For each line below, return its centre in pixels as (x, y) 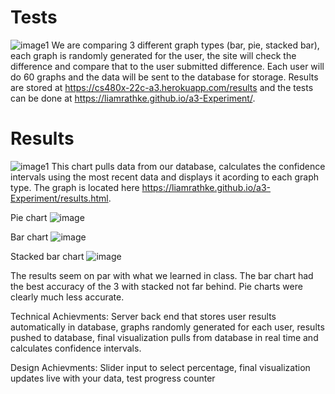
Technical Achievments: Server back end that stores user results (143, 316)
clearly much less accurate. (67, 297)
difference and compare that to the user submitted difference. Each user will (167, 66)
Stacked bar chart (47, 256)
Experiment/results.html (59, 198)
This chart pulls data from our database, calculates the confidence (188, 166)
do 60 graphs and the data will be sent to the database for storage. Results (164, 77)
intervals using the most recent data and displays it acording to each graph (165, 177)
